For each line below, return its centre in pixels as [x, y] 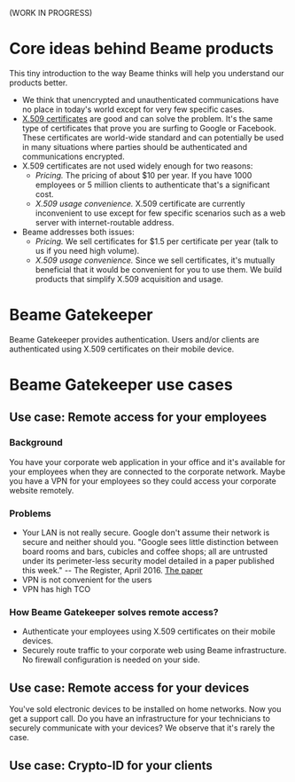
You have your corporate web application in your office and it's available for [147, 462]
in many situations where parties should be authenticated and [135, 146]
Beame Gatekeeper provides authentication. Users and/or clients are [134, 339]
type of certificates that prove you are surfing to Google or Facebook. [149, 128]
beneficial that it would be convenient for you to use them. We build [159, 269]
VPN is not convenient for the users [87, 580]
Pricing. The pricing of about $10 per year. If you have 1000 [144, 175]
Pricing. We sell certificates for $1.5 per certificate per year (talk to [157, 241]
